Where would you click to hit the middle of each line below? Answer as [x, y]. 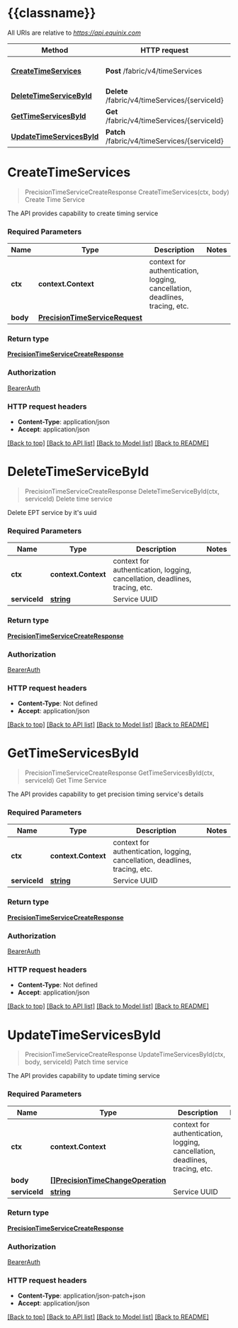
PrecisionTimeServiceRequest [90, 318]
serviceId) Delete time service [68, 499]
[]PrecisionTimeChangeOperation [108, 1180]
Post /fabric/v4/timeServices [154, 71]
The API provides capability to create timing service [83, 213]
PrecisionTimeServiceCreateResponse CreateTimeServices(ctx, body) [127, 192]
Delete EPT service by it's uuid [52, 512]
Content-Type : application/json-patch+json [81, 1296]
